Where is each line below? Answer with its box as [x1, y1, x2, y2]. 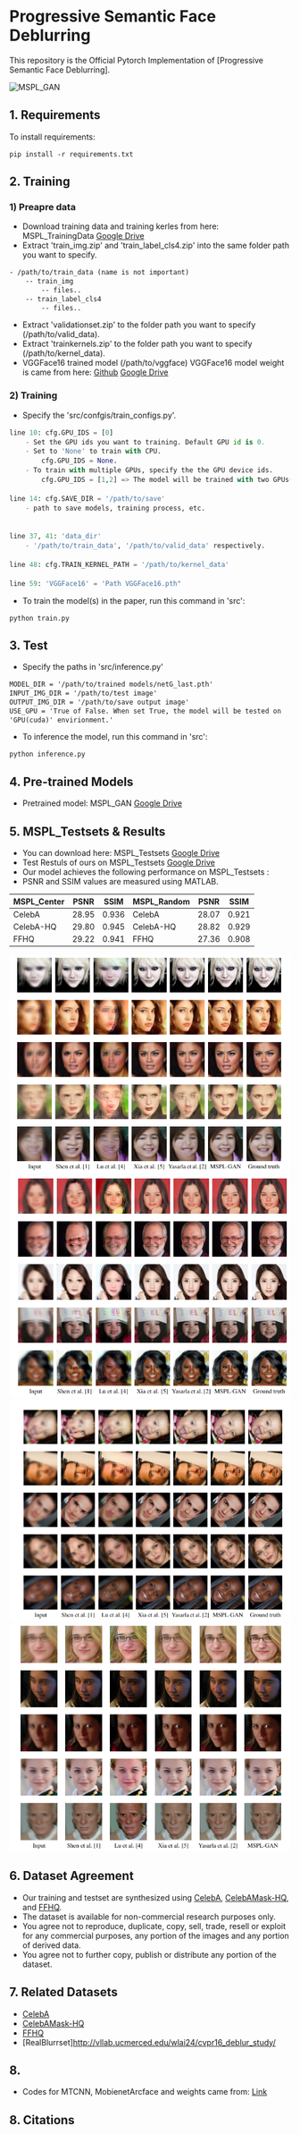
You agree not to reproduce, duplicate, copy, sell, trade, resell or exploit [21, 1920, 287, 1931]
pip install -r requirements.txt [9, 149, 134, 158]
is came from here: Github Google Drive [21, 367, 169, 377]
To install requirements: [9, 131, 96, 142]
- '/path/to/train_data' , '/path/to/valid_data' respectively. [25, 541, 266, 551]
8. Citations [9, 2113, 75, 2128]
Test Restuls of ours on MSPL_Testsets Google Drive [21, 857, 216, 868]
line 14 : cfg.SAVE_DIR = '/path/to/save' [9, 494, 166, 503]
